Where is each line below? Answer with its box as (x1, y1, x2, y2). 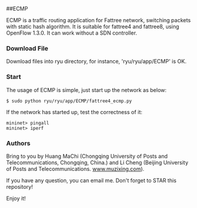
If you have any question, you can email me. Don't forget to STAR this (6, 176, 177, 184)
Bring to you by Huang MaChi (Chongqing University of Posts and (6, 152, 168, 160)
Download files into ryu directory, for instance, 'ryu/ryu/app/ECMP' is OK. (6, 58, 187, 65)
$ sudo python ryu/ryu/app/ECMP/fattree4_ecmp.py (6, 98, 133, 104)
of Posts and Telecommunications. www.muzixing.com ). (6, 165, 144, 172)
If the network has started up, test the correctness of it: (6, 108, 143, 115)
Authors (6, 139, 31, 147)
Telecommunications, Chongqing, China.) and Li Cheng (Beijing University (6, 158, 189, 166)
